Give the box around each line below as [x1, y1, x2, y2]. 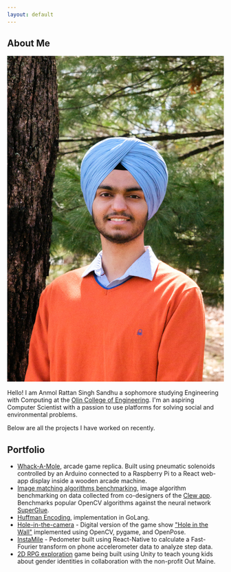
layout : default [7, 11, 54, 18]
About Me [7, 38, 50, 50]
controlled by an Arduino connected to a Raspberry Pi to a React [16, 469, 200, 478]
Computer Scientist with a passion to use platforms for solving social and [7, 403, 214, 412]
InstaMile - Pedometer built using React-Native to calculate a [16, 535, 190, 543]
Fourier [16, 542, 38, 551]
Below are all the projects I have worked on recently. [7, 424, 156, 432]
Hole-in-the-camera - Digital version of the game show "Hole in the [16, 520, 208, 529]
